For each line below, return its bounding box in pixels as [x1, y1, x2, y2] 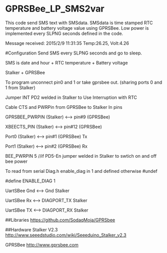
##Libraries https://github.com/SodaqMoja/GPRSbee [5, 217, 115, 223]
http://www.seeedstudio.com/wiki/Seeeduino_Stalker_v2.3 [5, 232, 127, 238]
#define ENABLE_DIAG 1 [5, 177, 55, 184]
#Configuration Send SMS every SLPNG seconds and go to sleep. [5, 50, 142, 56]
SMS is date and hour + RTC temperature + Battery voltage [5, 59, 128, 66]
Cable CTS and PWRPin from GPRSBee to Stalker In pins [5, 104, 123, 110]
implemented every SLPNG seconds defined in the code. [5, 30, 124, 36]
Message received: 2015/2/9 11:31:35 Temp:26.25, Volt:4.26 [5, 40, 130, 46]
